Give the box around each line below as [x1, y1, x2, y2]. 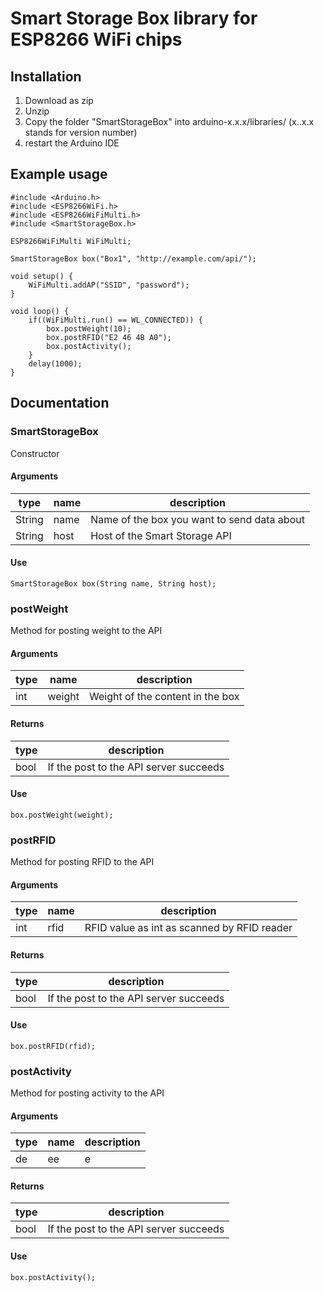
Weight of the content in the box [88, 690, 240, 704]
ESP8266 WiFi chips [10, 28, 183, 51]
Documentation [10, 395, 110, 412]
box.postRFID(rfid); [10, 1041, 97, 1051]
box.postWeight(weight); [10, 810, 114, 820]
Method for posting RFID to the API [10, 856, 155, 868]
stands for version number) [24, 127, 138, 138]
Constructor [10, 447, 60, 459]
